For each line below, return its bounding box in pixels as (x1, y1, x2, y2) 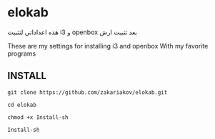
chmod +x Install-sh (7, 113, 69, 121)
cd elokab (7, 101, 37, 108)
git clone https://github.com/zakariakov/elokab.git (7, 88, 168, 96)
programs (7, 49, 36, 58)
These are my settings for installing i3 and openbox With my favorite (7, 41, 209, 50)
